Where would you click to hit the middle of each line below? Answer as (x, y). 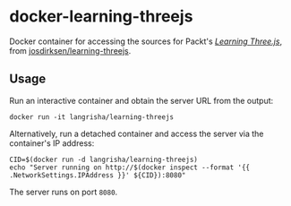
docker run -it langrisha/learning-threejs (92, 117)
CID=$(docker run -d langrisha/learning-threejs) (104, 159)
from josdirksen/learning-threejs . (70, 50)
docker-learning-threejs (101, 17)
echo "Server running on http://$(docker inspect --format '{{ (130, 167)
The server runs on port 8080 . (64, 192)
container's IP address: (52, 143)
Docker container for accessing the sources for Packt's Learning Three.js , (146, 41)
